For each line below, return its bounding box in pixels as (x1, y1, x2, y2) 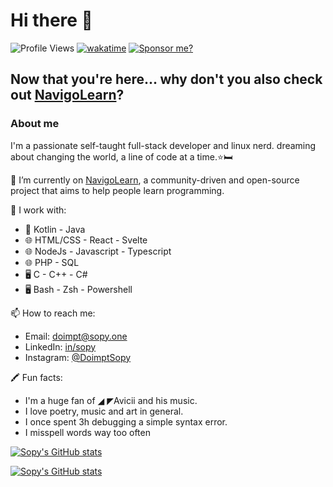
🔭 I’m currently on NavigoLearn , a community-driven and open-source (10, 174, 300, 186)
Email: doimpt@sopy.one (24, 330, 128, 342)
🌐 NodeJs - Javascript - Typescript (24, 245, 172, 257)
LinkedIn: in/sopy (24, 340, 97, 353)
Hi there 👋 (10, 9, 93, 32)
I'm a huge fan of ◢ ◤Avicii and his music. (24, 394, 198, 406)
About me (10, 117, 60, 131)
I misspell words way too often (24, 426, 151, 438)
